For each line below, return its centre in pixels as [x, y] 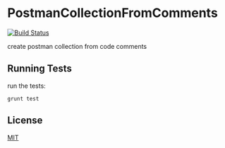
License [25, 121]
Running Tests [39, 69]
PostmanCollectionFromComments [113, 13]
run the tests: [26, 86]
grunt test [23, 98]
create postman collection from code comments [77, 46]
